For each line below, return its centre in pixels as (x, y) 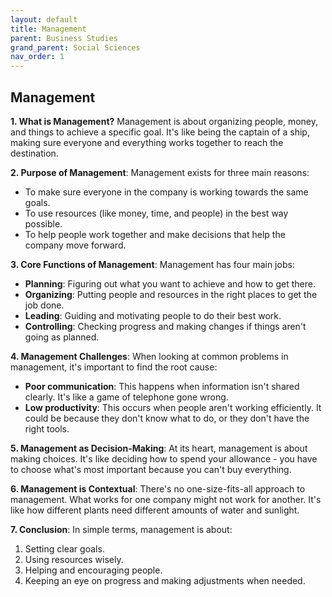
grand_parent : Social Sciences (75, 47)
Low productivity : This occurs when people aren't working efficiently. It (173, 407)
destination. (34, 153)
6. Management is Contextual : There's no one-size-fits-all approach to (158, 488)
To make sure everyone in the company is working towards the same (166, 192)
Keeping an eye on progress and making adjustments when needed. (165, 580)
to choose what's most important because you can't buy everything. (151, 469)
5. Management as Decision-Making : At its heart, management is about (159, 448)
